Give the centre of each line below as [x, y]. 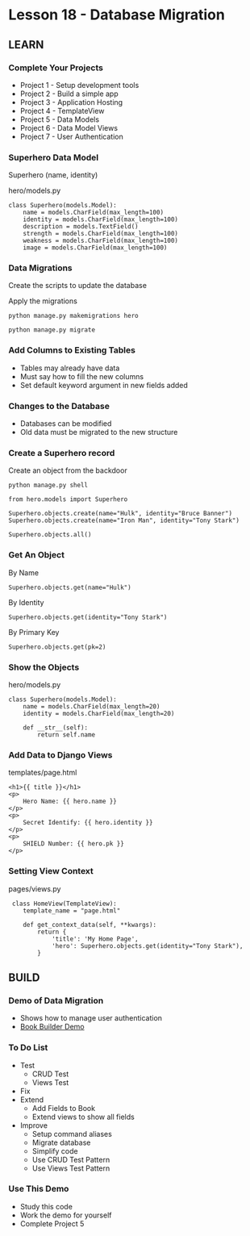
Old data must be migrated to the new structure [99, 432]
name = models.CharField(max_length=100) [93, 213]
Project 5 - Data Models [59, 119]
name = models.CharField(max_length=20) [92, 706]
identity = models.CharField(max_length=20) [99, 713]
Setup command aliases [72, 1134]
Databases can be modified [66, 424]
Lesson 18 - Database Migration [117, 15]
